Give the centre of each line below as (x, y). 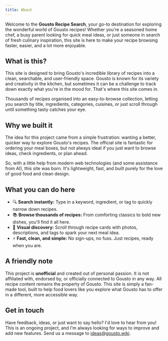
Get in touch (24, 311)
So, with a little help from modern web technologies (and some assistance (81, 163)
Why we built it (29, 125)
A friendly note (29, 261)
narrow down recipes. (35, 209)
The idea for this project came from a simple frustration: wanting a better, (81, 137)
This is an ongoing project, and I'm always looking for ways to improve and (82, 328)
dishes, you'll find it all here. (41, 222)
